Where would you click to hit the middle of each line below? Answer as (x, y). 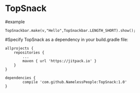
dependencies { (20, 78)
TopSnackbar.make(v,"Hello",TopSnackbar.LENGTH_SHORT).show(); (70, 30)
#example (15, 22)
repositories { (29, 53)
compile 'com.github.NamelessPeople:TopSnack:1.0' (75, 82)
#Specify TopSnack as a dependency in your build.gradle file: (67, 40)
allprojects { (19, 48)
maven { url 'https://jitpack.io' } (60, 61)
